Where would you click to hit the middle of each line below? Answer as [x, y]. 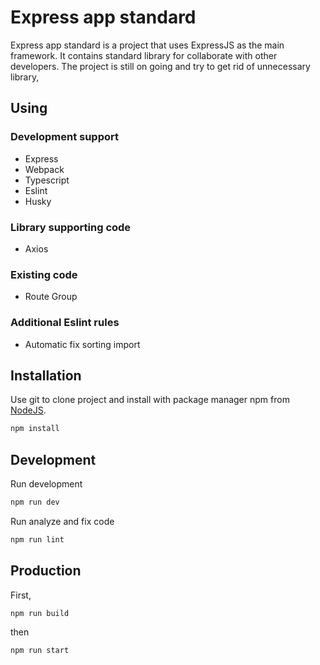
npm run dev [35, 502]
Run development [46, 484]
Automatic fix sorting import [82, 344]
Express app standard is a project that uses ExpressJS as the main [147, 45]
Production [46, 571]
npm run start [40, 651]
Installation [46, 375]
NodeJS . [28, 410]
